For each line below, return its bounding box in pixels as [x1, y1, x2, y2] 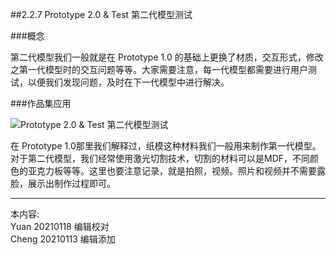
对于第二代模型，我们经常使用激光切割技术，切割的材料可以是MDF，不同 [10, 153, 311, 164]
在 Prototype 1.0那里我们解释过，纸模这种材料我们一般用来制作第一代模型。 [10, 140, 322, 152]
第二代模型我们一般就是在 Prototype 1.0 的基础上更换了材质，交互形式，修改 [10, 51, 324, 63]
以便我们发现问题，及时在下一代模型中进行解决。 [27, 76, 230, 88]
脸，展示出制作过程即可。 [10, 178, 116, 189]
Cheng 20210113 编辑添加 [10, 233, 116, 245]
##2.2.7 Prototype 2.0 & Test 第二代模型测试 [10, 9, 193, 20]
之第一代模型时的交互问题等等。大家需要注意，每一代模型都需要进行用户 [10, 64, 308, 75]
